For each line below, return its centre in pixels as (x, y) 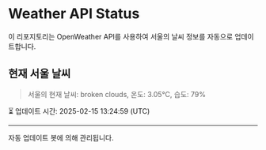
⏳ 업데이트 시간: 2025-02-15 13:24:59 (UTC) (79, 111)
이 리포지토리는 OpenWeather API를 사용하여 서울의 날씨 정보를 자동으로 (121, 36)
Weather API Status (74, 14)
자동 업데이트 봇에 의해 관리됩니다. (61, 137)
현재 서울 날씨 (40, 74)
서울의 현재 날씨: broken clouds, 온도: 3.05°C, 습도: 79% (116, 94)
